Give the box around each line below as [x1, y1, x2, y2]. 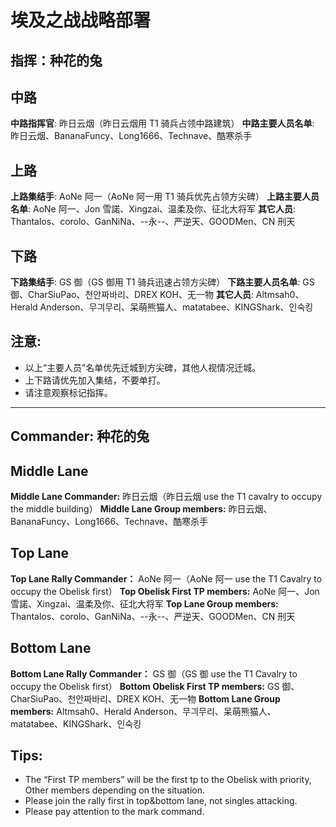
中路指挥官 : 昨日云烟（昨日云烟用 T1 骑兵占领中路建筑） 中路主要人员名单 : [10, 117, 315, 130]
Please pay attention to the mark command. [24, 806, 205, 818]
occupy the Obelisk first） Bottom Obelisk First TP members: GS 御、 [10, 680, 300, 692]
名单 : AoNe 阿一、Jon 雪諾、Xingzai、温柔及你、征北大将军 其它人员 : [10, 203, 297, 215]
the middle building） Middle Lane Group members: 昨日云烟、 [10, 503, 273, 515]
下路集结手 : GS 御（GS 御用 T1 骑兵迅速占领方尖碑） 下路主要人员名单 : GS [10, 276, 315, 288]
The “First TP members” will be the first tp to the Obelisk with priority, [24, 774, 312, 786]
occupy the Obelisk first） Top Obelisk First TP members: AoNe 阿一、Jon [10, 585, 320, 597]
